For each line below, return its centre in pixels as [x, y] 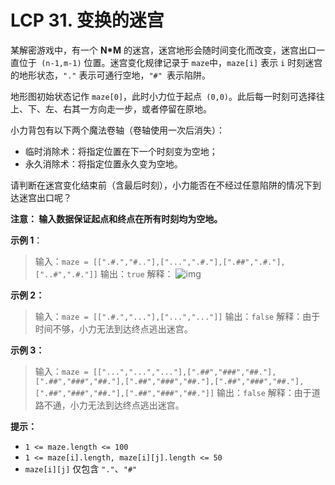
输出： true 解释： [136, 273]
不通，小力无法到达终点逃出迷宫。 [114, 405]
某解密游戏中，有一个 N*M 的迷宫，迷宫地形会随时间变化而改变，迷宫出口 [163, 50]
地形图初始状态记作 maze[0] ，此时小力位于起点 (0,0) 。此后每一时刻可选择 [163, 96]
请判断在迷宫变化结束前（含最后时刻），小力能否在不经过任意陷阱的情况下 [161, 185]
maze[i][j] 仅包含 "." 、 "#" [81, 468]
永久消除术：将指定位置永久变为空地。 [103, 163]
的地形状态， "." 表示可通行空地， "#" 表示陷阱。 [111, 75]
